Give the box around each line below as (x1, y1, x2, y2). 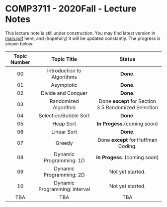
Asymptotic (51, 81, 78, 88)
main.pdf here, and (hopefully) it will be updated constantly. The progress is (5, 35, 161, 41)
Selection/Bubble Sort (38, 112, 90, 119)
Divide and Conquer (41, 89, 88, 96)
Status (119, 55, 136, 62)
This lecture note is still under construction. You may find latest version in (5, 30, 156, 36)
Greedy (55, 139, 73, 146)
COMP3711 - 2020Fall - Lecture (5, 3, 137, 14)
